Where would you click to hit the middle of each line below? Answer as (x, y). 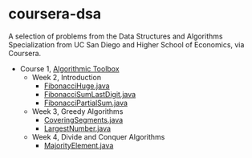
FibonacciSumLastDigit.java (90, 94)
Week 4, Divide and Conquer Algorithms (98, 136)
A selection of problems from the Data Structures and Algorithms (116, 36)
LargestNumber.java (77, 128)
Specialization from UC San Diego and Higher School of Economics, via (126, 44)
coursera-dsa (55, 14)
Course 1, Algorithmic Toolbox (69, 68)
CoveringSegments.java (83, 120)
